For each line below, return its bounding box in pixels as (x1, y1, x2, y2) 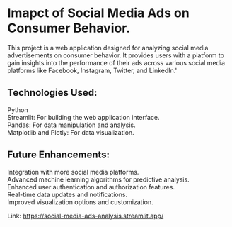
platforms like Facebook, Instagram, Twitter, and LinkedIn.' (7, 66, 178, 74)
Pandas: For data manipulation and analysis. (7, 121, 136, 129)
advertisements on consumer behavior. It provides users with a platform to (7, 51, 225, 60)
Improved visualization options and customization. (7, 197, 153, 206)
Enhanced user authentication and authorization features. (7, 182, 175, 191)
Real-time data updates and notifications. (7, 190, 128, 199)
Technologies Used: (7, 87, 98, 99)
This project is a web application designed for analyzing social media (7, 43, 209, 52)
